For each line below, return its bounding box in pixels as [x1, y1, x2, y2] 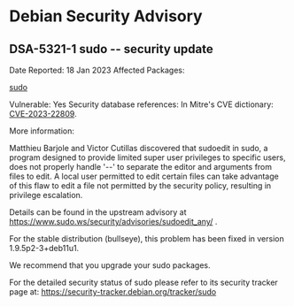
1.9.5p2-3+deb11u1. [9, 243, 80, 253]
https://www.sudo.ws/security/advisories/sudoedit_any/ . [9, 217, 218, 226]
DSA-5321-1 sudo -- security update [9, 42, 214, 57]
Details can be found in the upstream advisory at [9, 207, 188, 218]
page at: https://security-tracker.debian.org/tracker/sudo [9, 287, 217, 297]
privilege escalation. [9, 190, 83, 200]
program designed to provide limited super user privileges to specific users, [9, 152, 286, 163]
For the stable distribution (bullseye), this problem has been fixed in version [9, 233, 285, 244]
